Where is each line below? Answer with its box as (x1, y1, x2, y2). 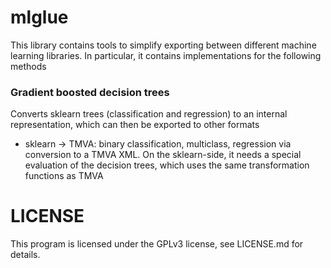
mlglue (10, 6, 69, 29)
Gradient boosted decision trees (10, 85, 170, 99)
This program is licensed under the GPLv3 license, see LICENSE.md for (10, 238, 304, 250)
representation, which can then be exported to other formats (10, 119, 260, 131)
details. (10, 249, 41, 261)
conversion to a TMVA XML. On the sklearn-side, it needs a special (24, 149, 302, 161)
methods (10, 60, 47, 72)
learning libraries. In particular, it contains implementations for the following (10, 49, 322, 61)
